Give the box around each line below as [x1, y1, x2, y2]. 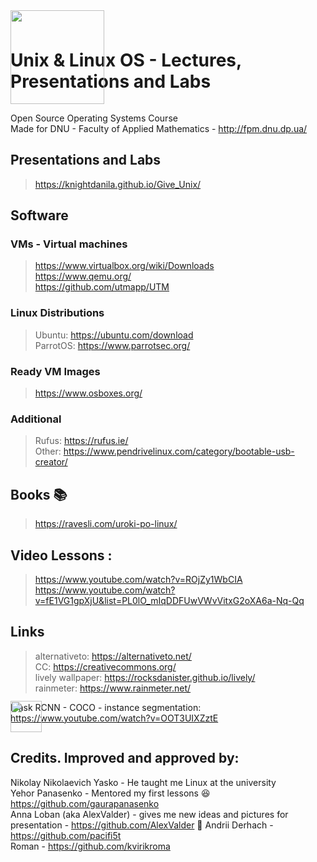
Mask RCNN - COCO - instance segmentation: [10, 701, 202, 713]
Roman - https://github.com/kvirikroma [10, 840, 171, 852]
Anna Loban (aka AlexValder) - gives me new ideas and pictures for [10, 808, 289, 820]
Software [10, 207, 69, 224]
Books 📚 [10, 486, 68, 503]
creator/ [34, 456, 68, 468]
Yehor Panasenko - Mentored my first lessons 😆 [10, 787, 211, 799]
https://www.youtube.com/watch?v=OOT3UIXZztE [10, 712, 219, 724]
